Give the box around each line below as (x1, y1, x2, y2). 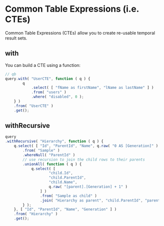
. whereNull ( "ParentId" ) (22, 152, 76, 157)
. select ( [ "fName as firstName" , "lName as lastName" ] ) (31, 85, 154, 90)
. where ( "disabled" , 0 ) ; (31, 94, 84, 100)
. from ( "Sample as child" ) (40, 193, 97, 198)
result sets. (5, 35, 28, 41)
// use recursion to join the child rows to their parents (22, 157, 145, 162)
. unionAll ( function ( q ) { (22, 162, 82, 166)
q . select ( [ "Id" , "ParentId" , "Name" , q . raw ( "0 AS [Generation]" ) (14, 144, 159, 148)
